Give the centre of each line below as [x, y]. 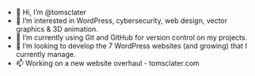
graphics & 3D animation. [57, 29]
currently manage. [46, 54]
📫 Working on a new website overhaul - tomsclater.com [107, 63]
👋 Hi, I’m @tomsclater [51, 12]
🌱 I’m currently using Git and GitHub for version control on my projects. [131, 37]
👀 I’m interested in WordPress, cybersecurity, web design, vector [122, 21]
